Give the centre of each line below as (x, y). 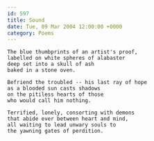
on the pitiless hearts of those (55, 94)
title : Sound (26, 20)
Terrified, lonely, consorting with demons (71, 113)
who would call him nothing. (49, 101)
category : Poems (31, 33)
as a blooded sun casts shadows (54, 89)
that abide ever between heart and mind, (68, 119)
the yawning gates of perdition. (55, 131)
